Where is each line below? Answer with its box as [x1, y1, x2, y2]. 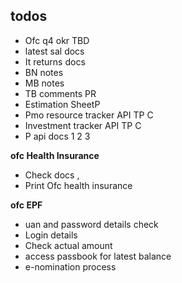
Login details [24, 229, 78, 241]
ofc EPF [10, 199, 43, 211]
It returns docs [24, 55, 86, 68]
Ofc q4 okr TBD [24, 34, 90, 46]
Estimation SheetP [24, 98, 101, 110]
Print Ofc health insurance [24, 179, 133, 191]
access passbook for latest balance [24, 250, 172, 262]
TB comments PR [24, 87, 97, 99]
